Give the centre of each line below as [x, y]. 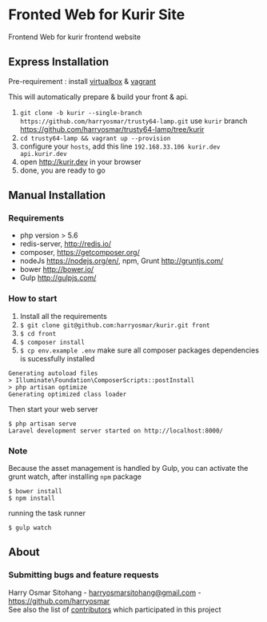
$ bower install [35, 492]
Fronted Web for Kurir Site [97, 15]
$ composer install [52, 342]
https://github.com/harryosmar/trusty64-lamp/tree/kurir [112, 129]
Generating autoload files [53, 373]
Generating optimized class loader [68, 394]
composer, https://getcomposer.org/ [80, 253]
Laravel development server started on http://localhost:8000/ [116, 431]
